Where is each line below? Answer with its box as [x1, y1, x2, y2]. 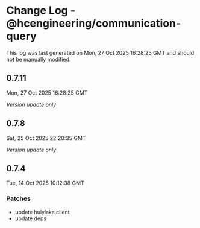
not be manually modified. [6, 55, 71, 63]
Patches [6, 194, 31, 203]
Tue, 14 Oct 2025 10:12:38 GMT [6, 179, 84, 187]
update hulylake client [14, 208, 70, 215]
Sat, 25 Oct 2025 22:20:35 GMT [6, 134, 86, 142]
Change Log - [6, 4, 76, 17]
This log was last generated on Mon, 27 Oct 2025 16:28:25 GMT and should [6, 49, 195, 56]
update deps [14, 215, 47, 222]
